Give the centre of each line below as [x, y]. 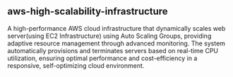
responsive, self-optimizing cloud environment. [76, 65]
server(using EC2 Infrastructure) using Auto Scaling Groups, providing [109, 36]
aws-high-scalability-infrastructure [88, 12]
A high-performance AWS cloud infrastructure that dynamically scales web [116, 28]
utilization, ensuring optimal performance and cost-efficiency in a [102, 58]
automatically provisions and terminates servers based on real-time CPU [113, 50]
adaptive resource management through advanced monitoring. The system [116, 43]
